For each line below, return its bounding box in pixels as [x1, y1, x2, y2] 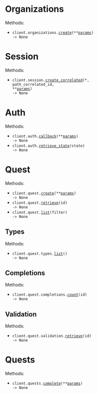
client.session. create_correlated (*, [12, 77, 90, 82]
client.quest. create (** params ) [12, 191, 76, 196]
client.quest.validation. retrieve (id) [12, 334, 92, 339]
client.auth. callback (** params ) [12, 134, 78, 139]
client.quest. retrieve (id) [12, 200, 68, 205]
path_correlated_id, [12, 82, 54, 87]
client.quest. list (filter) [12, 210, 68, 215]
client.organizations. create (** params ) [12, 30, 94, 35]
